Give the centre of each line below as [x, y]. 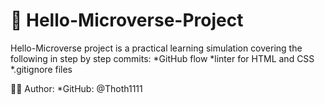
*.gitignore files [41, 69]
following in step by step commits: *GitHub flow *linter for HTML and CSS [162, 58]
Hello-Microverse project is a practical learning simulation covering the [156, 48]
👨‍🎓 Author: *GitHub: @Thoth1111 [76, 88]
